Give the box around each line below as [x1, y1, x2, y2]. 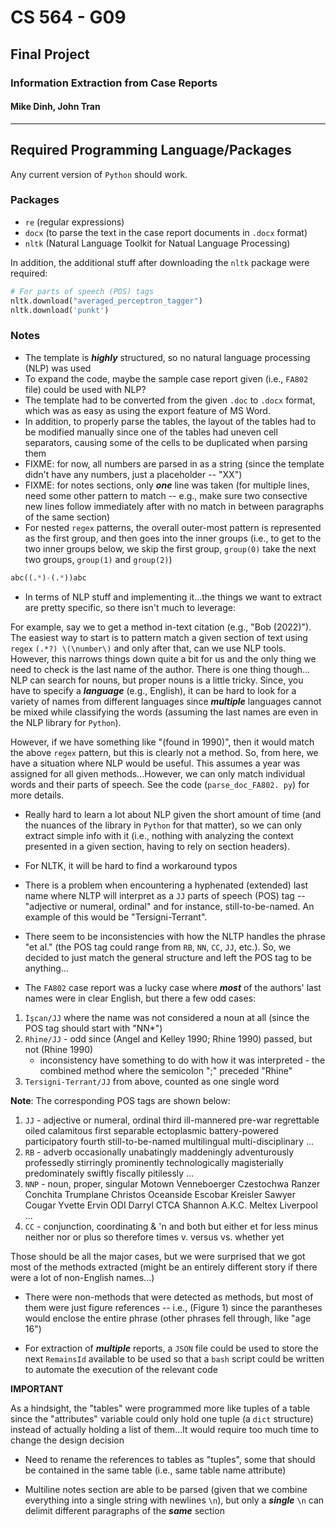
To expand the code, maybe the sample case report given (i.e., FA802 [24, 372, 309, 385]
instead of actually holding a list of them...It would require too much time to [10, 1423, 320, 1435]
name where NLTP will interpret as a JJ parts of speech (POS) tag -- [24, 889, 306, 901]
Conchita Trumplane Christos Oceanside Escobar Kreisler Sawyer [24, 1188, 296, 1200]
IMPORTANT [10, 1382, 64, 1395]
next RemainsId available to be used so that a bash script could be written [24, 1352, 325, 1365]
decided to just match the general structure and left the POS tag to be [24, 951, 312, 963]
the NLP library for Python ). [10, 716, 122, 728]
